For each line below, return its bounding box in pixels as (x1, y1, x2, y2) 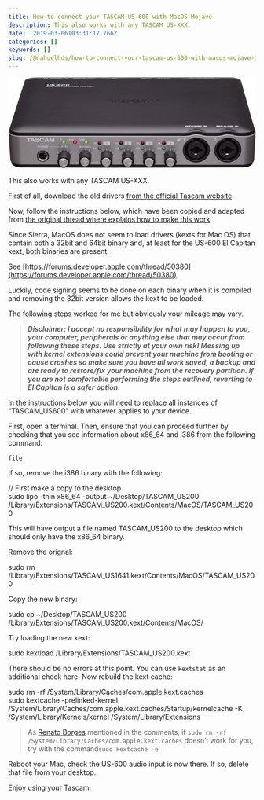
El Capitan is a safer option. (27, 382, 120, 392)
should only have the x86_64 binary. (8, 531, 126, 541)
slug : (8, 54, 26, 62)
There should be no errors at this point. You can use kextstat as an (8, 663, 226, 673)
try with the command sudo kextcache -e (27, 743, 159, 754)
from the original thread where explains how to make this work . (8, 215, 212, 224)
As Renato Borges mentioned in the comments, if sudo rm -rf (27, 727, 227, 736)
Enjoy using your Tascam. (8, 783, 92, 792)
